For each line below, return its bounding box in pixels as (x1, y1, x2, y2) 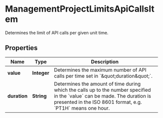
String (32, 92, 47, 99)
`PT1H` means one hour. (54, 104, 110, 111)
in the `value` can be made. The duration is (54, 92, 151, 99)
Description (91, 58, 119, 65)
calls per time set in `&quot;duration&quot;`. (54, 72, 153, 79)
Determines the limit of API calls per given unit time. (5, 30, 109, 35)
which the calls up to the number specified (54, 86, 151, 93)
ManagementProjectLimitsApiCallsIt (5, 3, 155, 15)
